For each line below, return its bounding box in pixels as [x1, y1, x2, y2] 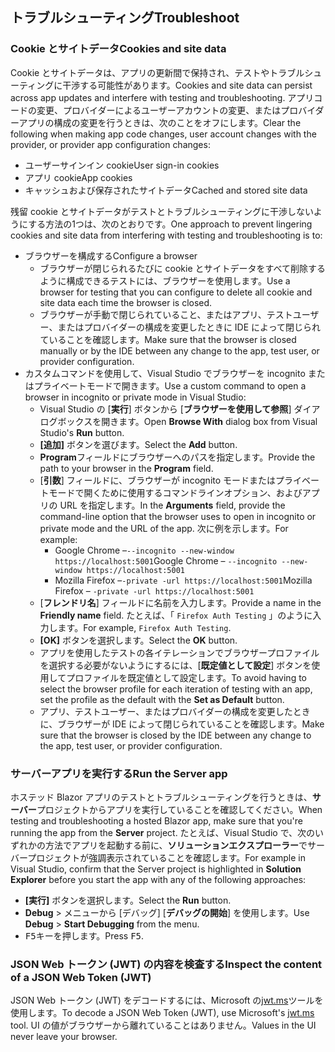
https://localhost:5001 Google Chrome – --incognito [54, 554, 278, 567]
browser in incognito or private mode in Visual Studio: [24, 391, 247, 403]
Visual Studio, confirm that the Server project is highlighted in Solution [10, 863, 302, 875]
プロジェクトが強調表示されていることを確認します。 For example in [27, 851, 306, 863]
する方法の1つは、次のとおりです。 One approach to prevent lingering [28, 218, 313, 230]
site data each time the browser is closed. [39, 296, 213, 308]
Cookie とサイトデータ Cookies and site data [10, 42, 227, 56]
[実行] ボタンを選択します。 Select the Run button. [24, 894, 232, 906]
